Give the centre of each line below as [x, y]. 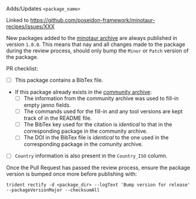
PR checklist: [22, 69]
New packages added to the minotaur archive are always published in [92, 38]
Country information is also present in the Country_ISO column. [91, 156]
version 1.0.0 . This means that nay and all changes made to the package [96, 44]
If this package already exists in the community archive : [83, 92]
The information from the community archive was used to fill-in [101, 98]
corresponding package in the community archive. [85, 131]
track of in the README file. [58, 118]
